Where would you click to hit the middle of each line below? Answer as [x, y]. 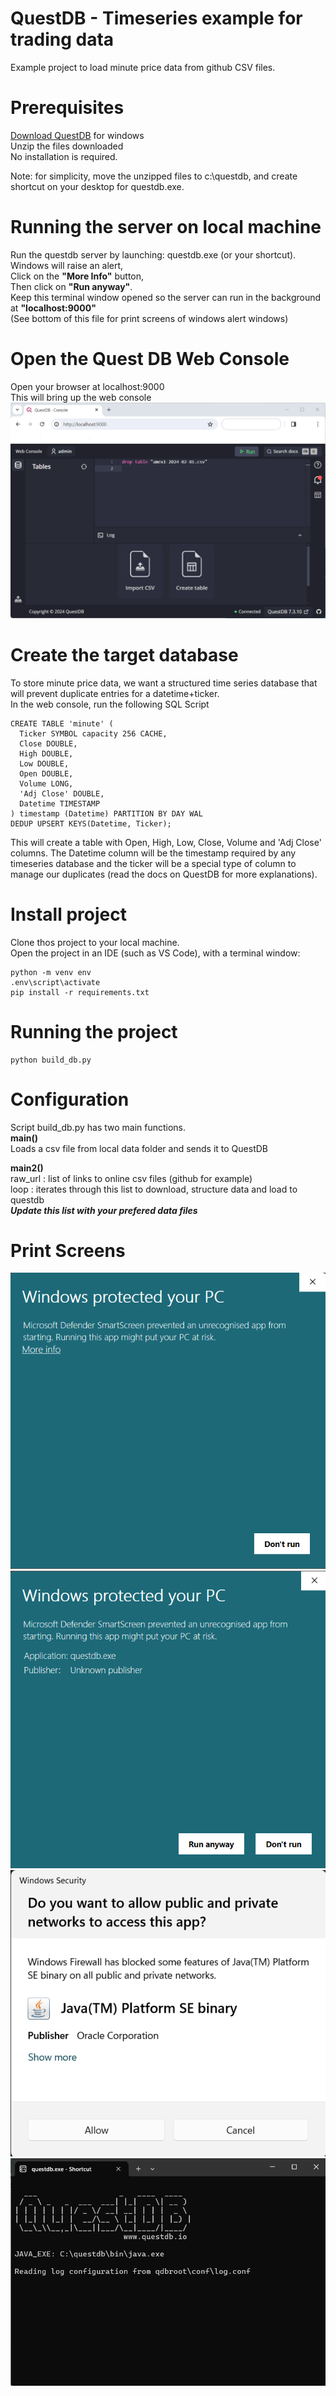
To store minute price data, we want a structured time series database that [164, 683]
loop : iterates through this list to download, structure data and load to [154, 1189]
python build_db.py [51, 1060]
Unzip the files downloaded [67, 146]
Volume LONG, [46, 783]
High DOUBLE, [46, 753]
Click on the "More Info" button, [77, 276]
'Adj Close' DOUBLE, [62, 793]
